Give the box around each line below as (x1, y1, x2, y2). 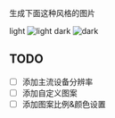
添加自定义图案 (21, 88, 78, 98)
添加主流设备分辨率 (21, 76, 94, 87)
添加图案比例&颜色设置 (21, 98, 106, 109)
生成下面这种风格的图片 (9, 8, 95, 18)
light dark (9, 26, 71, 36)
